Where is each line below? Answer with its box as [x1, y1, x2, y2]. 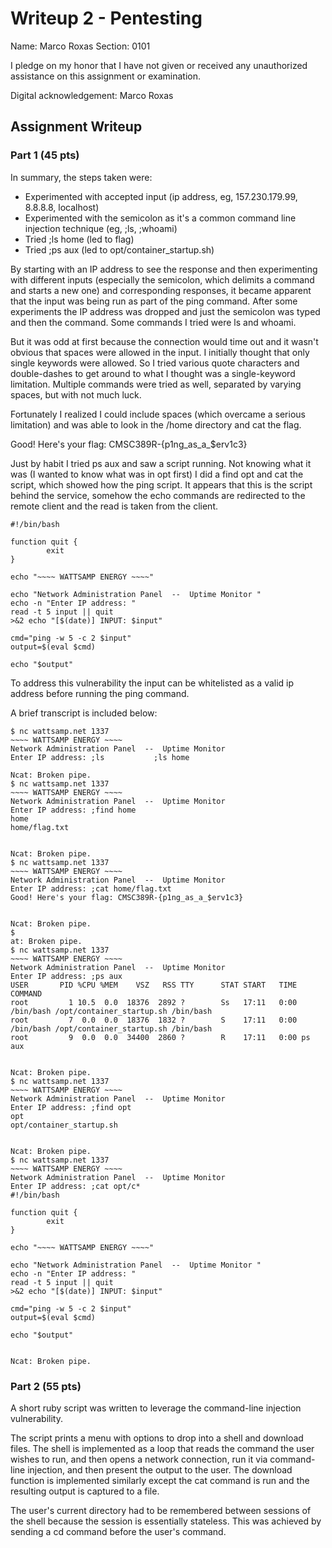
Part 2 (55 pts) [10, 1379, 82, 1393]
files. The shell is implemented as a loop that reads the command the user [10, 1442, 315, 1454]
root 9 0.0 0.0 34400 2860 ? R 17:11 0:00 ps [10, 1032, 311, 1042]
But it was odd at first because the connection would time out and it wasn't [10, 335, 319, 347]
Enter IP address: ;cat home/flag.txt [10, 883, 172, 894]
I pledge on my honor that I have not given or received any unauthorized [10, 59, 308, 71]
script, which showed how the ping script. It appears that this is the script [10, 478, 313, 491]
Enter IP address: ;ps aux [10, 971, 123, 981]
